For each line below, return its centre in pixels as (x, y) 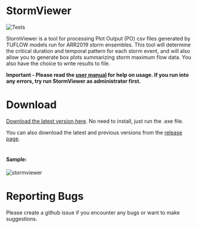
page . (13, 139)
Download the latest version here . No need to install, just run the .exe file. (95, 121)
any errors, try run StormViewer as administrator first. (74, 81)
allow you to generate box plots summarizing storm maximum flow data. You (99, 57)
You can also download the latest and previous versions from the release (94, 132)
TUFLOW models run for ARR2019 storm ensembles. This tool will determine (98, 45)
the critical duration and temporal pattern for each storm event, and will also (98, 51)
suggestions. (22, 219)
